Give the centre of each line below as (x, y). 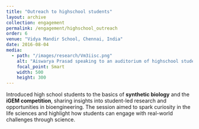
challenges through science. (41, 120)
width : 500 (30, 72)
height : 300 (31, 78)
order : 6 (17, 34)
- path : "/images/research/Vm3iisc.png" (62, 56)
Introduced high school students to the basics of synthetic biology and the (98, 95)
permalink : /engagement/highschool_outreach (62, 28)
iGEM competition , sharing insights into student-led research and (86, 101)
